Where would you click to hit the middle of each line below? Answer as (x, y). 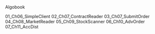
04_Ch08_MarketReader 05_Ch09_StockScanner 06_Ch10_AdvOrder (75, 22)
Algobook (15, 7)
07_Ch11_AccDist (22, 27)
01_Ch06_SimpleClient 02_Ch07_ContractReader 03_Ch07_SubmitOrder (77, 16)
